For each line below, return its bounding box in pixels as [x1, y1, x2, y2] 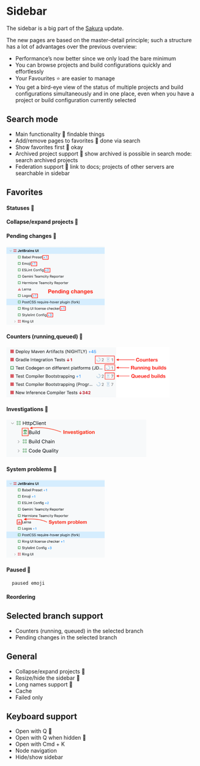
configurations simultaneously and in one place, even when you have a [15, 90, 194, 97]
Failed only [15, 693, 43, 701]
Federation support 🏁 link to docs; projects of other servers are [15, 163, 174, 170]
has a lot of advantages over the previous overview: [6, 43, 137, 50]
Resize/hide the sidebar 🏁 [15, 674, 81, 682]
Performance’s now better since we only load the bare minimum [15, 54, 176, 62]
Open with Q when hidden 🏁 [15, 734, 87, 742]
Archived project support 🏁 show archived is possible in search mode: [15, 150, 192, 157]
